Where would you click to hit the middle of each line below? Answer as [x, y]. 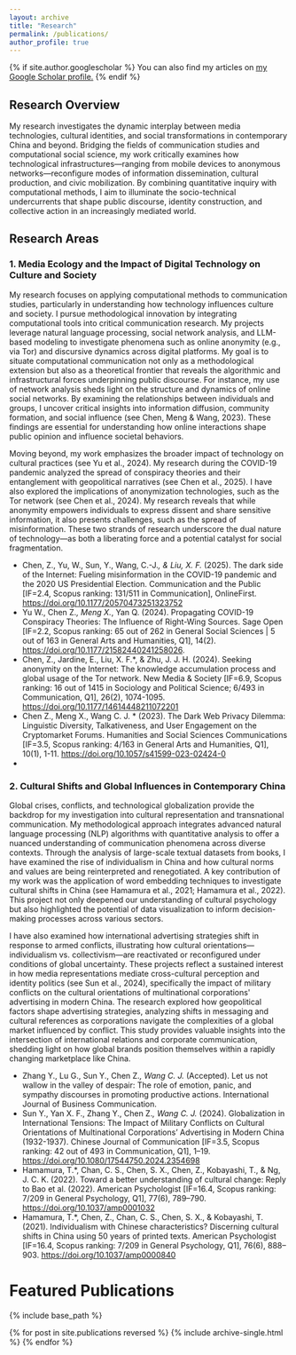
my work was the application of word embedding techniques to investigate [145, 881]
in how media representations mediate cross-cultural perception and [134, 974]
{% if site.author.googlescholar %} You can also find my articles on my [138, 67]
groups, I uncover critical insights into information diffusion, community [140, 408]
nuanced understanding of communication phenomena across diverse [137, 844]
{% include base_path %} [56, 1315]
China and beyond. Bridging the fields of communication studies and [134, 145]
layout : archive [39, 17]
